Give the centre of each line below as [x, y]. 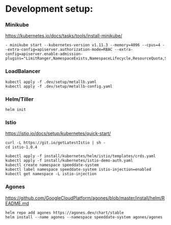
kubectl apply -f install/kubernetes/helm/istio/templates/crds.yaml [81, 156]
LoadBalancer [23, 71]
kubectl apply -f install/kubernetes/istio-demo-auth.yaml [69, 161]
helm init [16, 110]
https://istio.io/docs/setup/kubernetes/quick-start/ [58, 133]
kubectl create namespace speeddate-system [52, 165]
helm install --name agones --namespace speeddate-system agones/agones [84, 217]
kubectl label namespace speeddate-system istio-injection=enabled [78, 170]
